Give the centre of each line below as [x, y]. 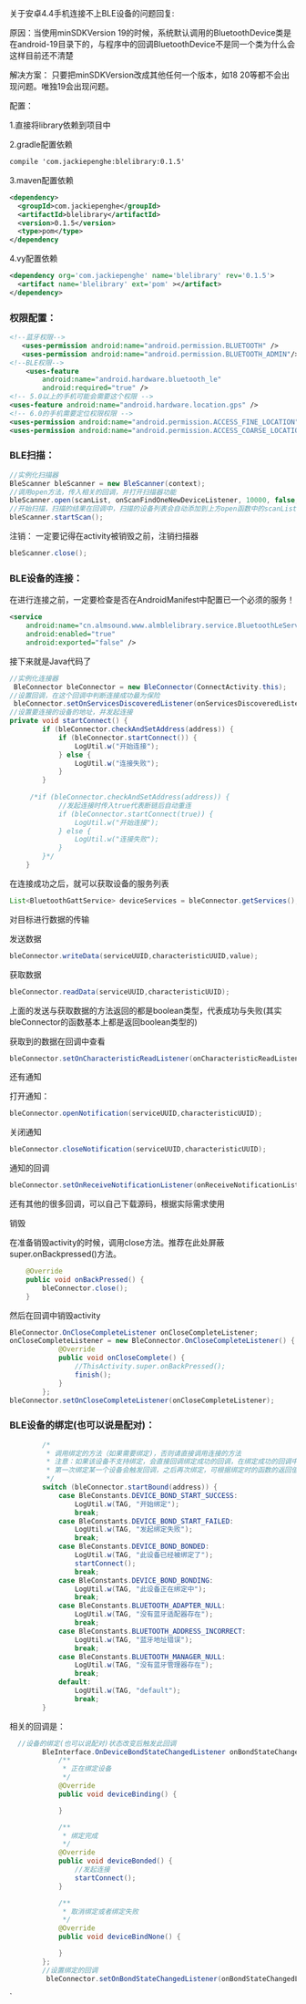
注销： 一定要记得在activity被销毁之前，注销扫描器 [104, 536]
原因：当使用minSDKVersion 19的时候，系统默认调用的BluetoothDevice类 [147, 33]
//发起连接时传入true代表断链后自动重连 [125, 805]
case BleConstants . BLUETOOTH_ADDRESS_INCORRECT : [152, 1631]
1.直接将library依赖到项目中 [60, 125]
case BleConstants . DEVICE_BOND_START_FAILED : [146, 1521]
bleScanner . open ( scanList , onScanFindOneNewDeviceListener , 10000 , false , [154, 501]
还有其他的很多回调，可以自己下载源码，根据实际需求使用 [117, 1204]
